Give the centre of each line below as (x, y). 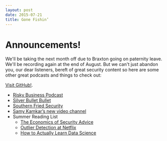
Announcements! (43, 45)
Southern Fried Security (38, 106)
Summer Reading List (35, 117)
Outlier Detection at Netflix (48, 128)
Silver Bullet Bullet (32, 101)
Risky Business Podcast (38, 95)
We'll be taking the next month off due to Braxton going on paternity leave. (84, 59)
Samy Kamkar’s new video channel (50, 111)
